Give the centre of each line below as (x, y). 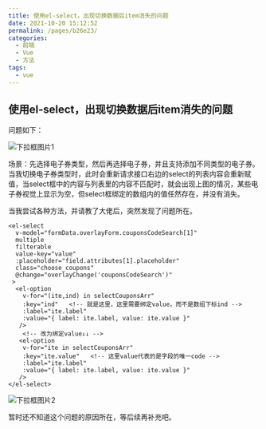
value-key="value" (46, 254)
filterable (33, 247)
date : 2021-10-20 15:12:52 (53, 23)
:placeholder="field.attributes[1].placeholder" (98, 261)
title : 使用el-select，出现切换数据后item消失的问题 (88, 16)
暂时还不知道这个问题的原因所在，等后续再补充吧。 (92, 417)
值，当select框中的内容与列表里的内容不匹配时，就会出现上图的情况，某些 (130, 184)
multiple (30, 240)
